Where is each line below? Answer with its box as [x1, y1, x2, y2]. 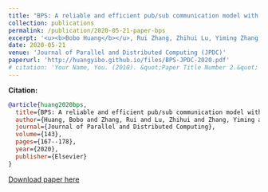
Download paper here [8, 174, 80, 184]
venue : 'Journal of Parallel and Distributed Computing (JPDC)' [8, 49, 227, 57]
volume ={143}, [15, 131, 62, 139]
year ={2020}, [15, 145, 59, 153]
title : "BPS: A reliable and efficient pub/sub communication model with [8, 11, 259, 20]
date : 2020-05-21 [8, 41, 66, 49]
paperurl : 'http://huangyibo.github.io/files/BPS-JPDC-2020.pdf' [8, 57, 230, 65]
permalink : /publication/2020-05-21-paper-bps [8, 26, 166, 34]
